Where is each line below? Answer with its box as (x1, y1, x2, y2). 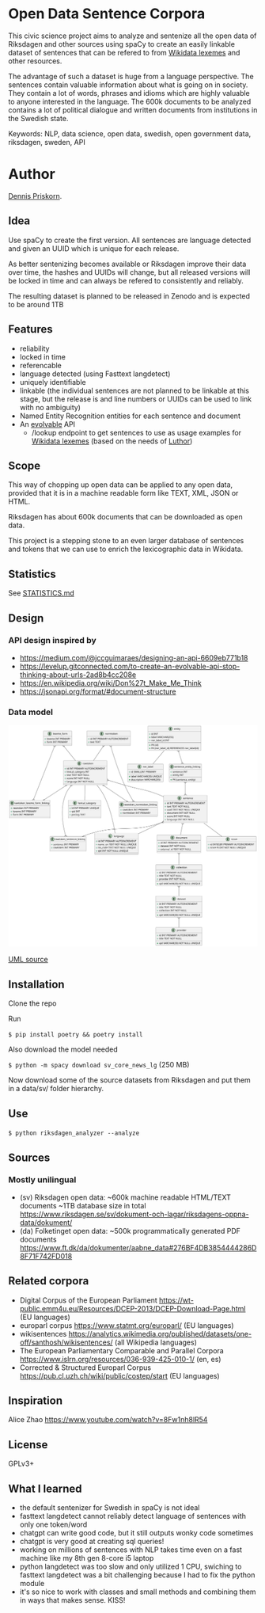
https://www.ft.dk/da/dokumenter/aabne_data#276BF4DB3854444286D (19, 1242, 257, 1252)
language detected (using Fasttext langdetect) (19, 369, 171, 379)
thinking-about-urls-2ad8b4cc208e (19, 670, 137, 679)
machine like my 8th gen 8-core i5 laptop (19, 1554, 154, 1563)
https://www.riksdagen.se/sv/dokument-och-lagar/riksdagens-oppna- (19, 1209, 249, 1219)
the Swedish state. (8, 113, 69, 123)
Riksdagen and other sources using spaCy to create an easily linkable (8, 39, 236, 48)
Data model (8, 706, 54, 717)
